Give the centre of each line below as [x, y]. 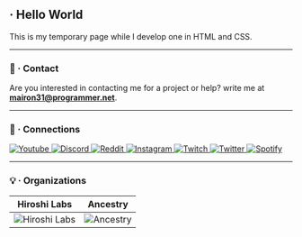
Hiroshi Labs [45, 204]
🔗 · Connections [45, 130]
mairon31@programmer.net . [63, 97]
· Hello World [46, 15]
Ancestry [108, 204]
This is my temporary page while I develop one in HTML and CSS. [131, 36]
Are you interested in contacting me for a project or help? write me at [137, 88]
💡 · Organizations [48, 181]
